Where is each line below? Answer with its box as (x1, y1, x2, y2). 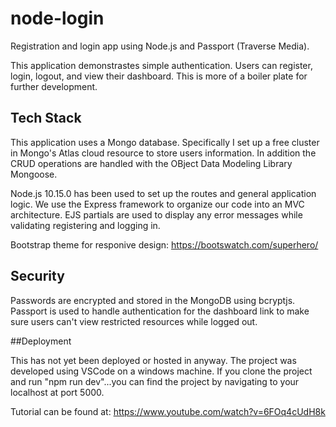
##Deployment (10, 335, 72, 347)
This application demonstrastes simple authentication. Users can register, (10, 59, 313, 71)
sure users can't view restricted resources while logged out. (10, 315, 258, 327)
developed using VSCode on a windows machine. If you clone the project (10, 365, 313, 377)
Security (10, 268, 65, 285)
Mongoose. (10, 168, 58, 180)
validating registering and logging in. (10, 219, 161, 231)
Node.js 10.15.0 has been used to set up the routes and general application (10, 187, 317, 199)
